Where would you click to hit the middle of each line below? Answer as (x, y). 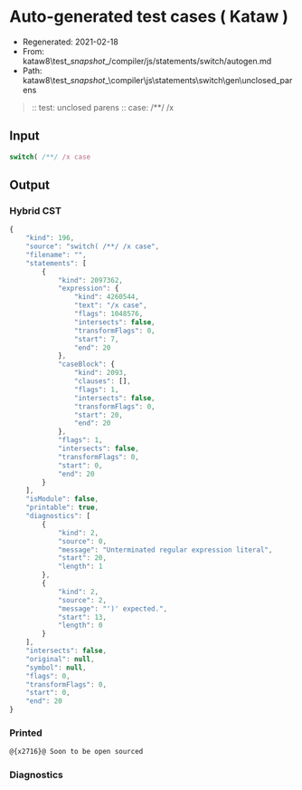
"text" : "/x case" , (110, 305)
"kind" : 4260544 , (107, 297)
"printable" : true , (62, 508)
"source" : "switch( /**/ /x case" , (93, 246)
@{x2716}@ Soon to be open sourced (76, 752)
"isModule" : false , (62, 499)
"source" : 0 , (82, 541)
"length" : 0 (80, 626)
